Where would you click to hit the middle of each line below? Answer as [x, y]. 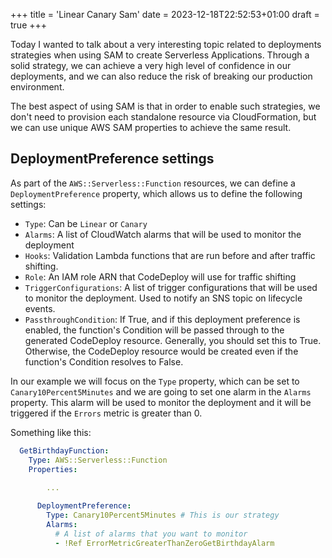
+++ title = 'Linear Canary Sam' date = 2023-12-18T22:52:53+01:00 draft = [165, 14]
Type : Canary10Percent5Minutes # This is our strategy [163, 515]
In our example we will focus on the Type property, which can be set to [155, 381]
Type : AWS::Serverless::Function [98, 460]
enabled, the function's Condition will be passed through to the [154, 330]
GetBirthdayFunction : [64, 450]
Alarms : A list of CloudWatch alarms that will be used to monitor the [163, 234]
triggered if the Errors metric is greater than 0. [106, 413]
